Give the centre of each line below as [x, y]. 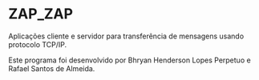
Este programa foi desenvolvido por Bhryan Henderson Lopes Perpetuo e [129, 60]
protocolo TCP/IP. [38, 44]
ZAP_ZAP [41, 14]
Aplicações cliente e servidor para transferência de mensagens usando [126, 36]
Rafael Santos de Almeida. [52, 68]
